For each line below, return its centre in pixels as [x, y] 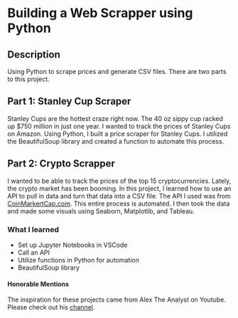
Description [34, 54]
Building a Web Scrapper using [100, 13]
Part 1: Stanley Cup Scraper [69, 101]
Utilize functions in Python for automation [79, 260]
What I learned [33, 229]
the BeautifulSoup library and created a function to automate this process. [116, 141]
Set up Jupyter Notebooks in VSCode [72, 245]
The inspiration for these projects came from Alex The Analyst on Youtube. [117, 300]
